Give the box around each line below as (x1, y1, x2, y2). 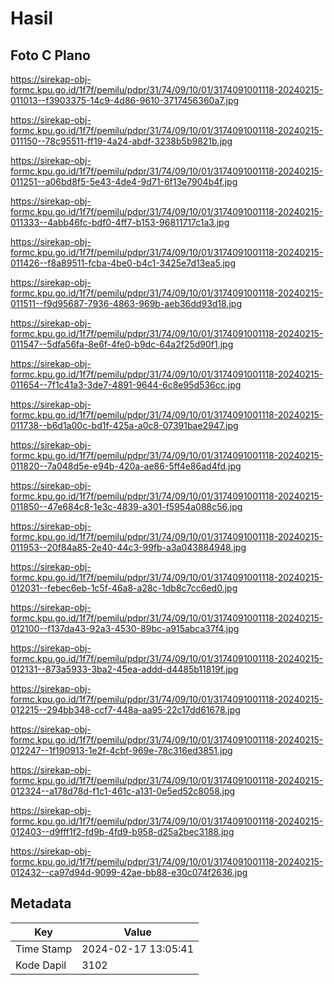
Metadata (10, 895, 72, 912)
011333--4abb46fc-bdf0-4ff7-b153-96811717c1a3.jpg (10, 217, 230, 228)
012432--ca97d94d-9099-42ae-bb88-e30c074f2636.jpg (10, 867, 248, 878)
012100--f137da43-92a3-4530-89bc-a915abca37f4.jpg (10, 623, 240, 634)
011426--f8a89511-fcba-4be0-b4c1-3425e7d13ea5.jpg (10, 257, 236, 269)
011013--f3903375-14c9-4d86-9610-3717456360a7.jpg (10, 95, 240, 106)
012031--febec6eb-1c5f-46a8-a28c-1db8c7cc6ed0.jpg (10, 582, 238, 594)
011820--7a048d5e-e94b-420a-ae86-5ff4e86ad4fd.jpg (10, 460, 242, 472)
